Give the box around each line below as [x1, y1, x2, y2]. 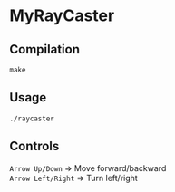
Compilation [9, 42, 80, 57]
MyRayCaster [9, 5, 115, 26]
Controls [9, 139, 60, 154]
